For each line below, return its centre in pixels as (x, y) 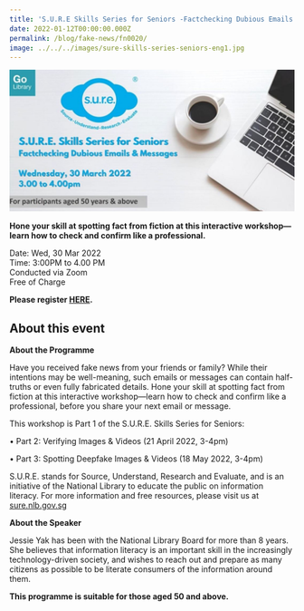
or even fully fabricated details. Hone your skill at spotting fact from (159, 387)
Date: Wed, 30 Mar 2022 (55, 253)
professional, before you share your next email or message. (120, 406)
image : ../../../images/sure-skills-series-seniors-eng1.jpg (127, 48)
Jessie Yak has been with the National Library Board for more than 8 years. (149, 540)
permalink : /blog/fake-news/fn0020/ (78, 38)
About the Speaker (45, 523)
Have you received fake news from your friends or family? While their (138, 368)
